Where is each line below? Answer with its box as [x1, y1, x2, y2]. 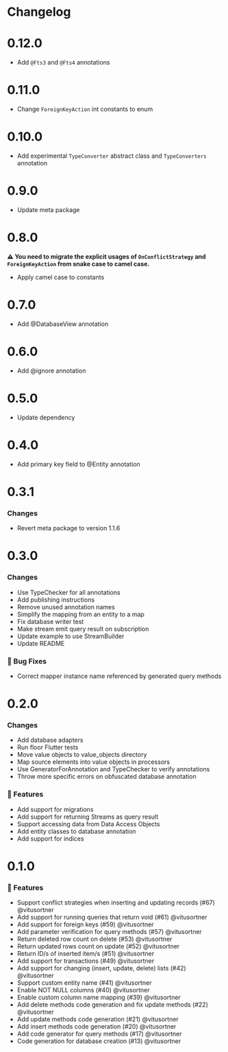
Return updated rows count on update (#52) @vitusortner [16, 942, 180, 950]
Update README [16, 639, 65, 647]
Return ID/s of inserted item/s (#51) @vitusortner [16, 950, 155, 958]
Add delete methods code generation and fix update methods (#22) [16, 1001, 209, 1009]
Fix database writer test [16, 617, 84, 625]
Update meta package [16, 205, 80, 213]
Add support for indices [16, 834, 84, 843]
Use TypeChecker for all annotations [16, 588, 121, 596]
